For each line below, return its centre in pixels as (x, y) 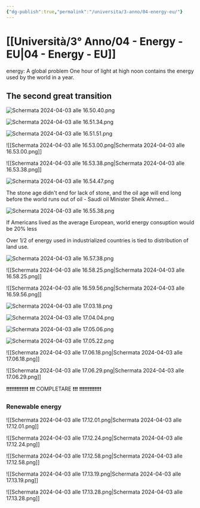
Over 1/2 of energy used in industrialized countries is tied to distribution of (98, 241)
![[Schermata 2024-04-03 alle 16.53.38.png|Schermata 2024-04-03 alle (96, 163)
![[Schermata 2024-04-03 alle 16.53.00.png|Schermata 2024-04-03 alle (96, 145)
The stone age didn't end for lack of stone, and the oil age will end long (94, 193)
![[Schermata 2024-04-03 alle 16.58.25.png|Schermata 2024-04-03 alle (96, 270)
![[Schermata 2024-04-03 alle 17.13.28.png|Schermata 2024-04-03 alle (95, 492)
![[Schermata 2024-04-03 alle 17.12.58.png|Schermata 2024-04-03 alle (95, 456)
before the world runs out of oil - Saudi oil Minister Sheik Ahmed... (87, 199)
